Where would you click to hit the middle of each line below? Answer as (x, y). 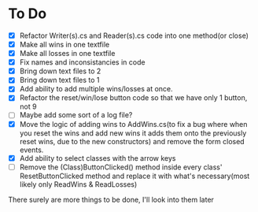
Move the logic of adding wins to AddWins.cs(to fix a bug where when (133, 124)
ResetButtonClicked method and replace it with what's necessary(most (135, 176)
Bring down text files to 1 (59, 80)
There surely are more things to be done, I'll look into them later (111, 199)
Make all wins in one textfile (64, 45)
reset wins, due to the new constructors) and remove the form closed (132, 141)
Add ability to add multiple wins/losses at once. (96, 89)
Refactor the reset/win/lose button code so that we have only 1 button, (133, 98)
